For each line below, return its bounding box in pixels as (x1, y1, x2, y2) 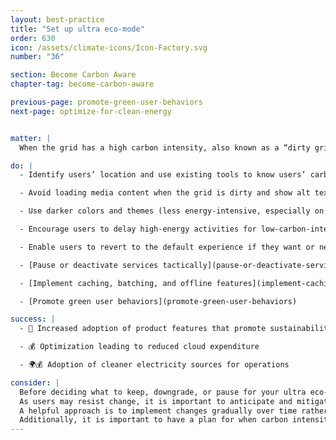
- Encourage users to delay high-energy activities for (19, 224, 257, 234)
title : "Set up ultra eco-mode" (10, 24, 145, 34)
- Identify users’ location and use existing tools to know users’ (19, 170, 307, 180)
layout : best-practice (10, 14, 105, 25)
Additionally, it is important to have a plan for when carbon (19, 415, 288, 425)
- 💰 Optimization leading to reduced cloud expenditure (19, 342, 260, 352)
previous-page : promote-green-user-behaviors (10, 97, 203, 107)
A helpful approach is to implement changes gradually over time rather (19, 406, 329, 416)
